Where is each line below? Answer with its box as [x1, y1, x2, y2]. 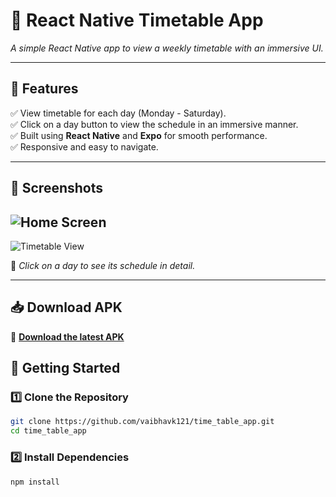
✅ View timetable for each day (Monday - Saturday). [10, 107, 227, 119]
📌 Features [10, 80, 79, 98]
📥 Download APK [10, 299, 123, 316]
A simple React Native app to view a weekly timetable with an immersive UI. [10, 42, 324, 54]
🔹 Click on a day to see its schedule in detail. [10, 259, 196, 271]
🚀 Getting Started [10, 360, 121, 377]
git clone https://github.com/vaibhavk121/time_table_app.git [10, 417, 275, 427]
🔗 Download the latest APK [10, 330, 125, 343]
